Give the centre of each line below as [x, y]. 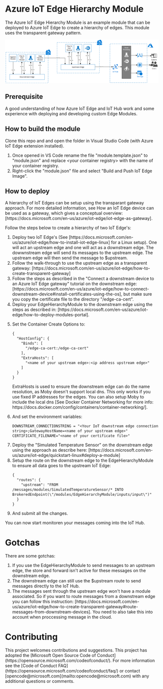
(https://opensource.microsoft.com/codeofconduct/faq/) [62, 671]
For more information [134, 661]
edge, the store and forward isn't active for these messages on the [79, 571]
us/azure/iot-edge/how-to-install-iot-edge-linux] [61, 242]
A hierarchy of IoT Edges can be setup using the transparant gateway [75, 203]
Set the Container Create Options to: [48, 324]
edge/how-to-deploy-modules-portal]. [51, 315]
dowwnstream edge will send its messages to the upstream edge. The [82, 253]
